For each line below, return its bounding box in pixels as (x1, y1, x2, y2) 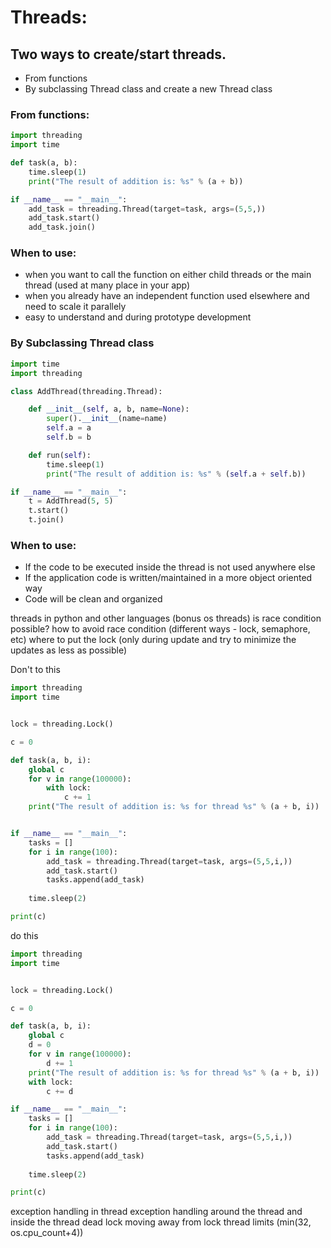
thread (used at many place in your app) (24, 279, 191, 291)
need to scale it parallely (24, 301, 127, 313)
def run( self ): (28, 450, 92, 460)
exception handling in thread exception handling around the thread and (10, 1206, 303, 1218)
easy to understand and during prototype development (24, 311, 252, 323)
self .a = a (46, 423, 92, 433)
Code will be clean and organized (24, 593, 163, 605)
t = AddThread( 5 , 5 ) (28, 496, 114, 506)
